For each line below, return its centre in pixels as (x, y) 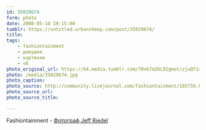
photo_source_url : (30, 92)
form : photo (21, 18)
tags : (13, 40)
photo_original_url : (33, 69)
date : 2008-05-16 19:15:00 (41, 23)
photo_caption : (26, 80)
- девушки (30, 52)
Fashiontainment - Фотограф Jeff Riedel (57, 120)
